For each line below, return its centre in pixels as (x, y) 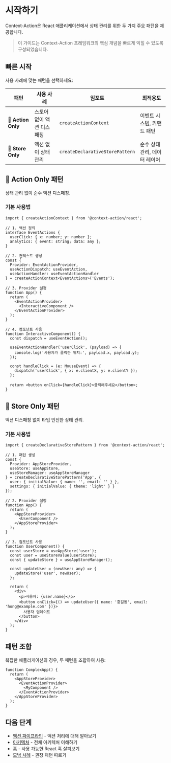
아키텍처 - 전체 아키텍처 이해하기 (45, 742)
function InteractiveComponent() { (43, 334)
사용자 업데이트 (37, 612)
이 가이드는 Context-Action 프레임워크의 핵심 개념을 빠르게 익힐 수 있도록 (91, 43)
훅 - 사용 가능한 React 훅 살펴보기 (46, 748)
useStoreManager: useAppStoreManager (50, 473)
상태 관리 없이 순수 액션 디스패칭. (38, 193)
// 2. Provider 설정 (26, 501)
